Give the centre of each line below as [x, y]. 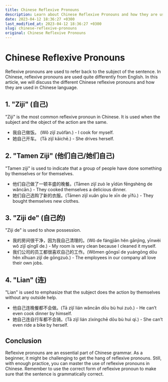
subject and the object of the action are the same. [56, 122]
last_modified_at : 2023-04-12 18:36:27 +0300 [53, 24]
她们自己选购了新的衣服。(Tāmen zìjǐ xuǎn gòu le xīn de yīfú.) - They [83, 195]
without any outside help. [31, 298]
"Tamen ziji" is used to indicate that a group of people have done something [83, 168]
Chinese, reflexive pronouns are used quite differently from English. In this [81, 77]
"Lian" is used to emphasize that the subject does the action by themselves [83, 292]
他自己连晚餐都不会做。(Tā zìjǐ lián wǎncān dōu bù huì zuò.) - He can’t [84, 308]
